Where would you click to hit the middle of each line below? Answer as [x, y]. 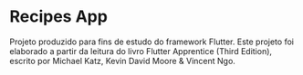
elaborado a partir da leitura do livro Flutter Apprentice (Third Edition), [141, 51]
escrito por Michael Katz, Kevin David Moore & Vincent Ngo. [122, 61]
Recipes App [58, 17]
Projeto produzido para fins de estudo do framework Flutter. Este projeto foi [152, 42]
